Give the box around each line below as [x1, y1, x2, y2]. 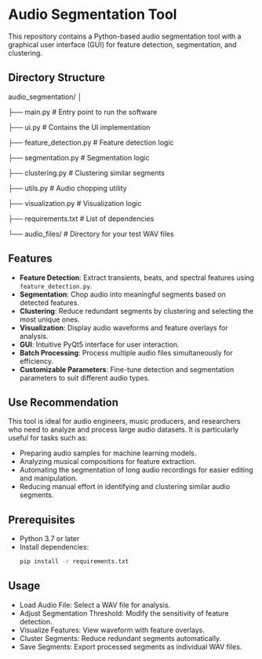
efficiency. [19, 356, 53, 366]
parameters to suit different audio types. [19, 373, 151, 382]
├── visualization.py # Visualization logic [8, 198, 142, 208]
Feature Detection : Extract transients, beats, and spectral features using [19, 273, 255, 282]
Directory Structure [8, 71, 106, 84]
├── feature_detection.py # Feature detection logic [8, 138, 174, 147]
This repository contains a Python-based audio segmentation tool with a [8, 31, 242, 41]
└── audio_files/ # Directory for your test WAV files [8, 229, 174, 238]
